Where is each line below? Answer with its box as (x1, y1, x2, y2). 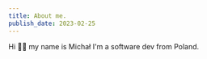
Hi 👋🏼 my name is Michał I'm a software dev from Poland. (8, 41, 200, 51)
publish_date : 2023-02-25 (8, 19, 95, 27)
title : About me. (8, 11, 67, 20)
